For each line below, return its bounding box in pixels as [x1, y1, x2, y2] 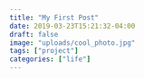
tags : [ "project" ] [9, 47, 79, 56]
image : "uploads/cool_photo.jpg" [9, 38, 136, 48]
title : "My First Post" [9, 13, 100, 22]
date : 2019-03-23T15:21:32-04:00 [9, 22, 136, 30]
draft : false [9, 30, 59, 39]
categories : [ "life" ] [9, 55, 91, 64]
